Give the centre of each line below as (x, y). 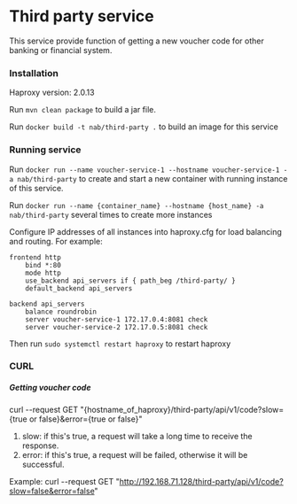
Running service (45, 150)
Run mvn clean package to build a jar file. (83, 110)
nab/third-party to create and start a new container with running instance (152, 178)
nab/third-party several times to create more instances (111, 214)
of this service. (36, 188)
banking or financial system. (61, 50)
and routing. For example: (56, 241)
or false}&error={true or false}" (86, 419)
